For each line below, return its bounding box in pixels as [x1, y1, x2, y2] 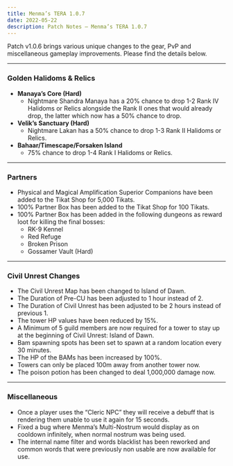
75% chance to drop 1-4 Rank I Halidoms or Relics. [27, 148, 173, 156]
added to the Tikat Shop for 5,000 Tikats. [17, 195, 135, 204]
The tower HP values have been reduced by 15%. [17, 316, 158, 325]
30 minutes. [17, 346, 52, 355]
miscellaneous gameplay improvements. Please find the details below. [7, 49, 207, 58]
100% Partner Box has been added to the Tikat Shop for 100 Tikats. [17, 202, 210, 211]
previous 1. [17, 309, 49, 317]
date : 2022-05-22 [7, 17, 58, 24]
